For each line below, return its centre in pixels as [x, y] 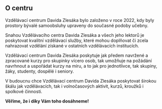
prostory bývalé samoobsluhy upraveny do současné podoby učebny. [77, 25]
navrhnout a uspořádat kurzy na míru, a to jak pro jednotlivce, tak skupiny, [81, 66]
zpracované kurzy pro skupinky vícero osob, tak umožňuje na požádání [79, 60]
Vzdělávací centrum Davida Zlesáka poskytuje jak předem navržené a [77, 55]
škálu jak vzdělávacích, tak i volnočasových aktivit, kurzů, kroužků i [74, 86]
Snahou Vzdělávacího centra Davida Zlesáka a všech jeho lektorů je [75, 35]
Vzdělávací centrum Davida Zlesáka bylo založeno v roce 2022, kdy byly [80, 20]
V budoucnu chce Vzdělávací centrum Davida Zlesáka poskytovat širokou [81, 81]
